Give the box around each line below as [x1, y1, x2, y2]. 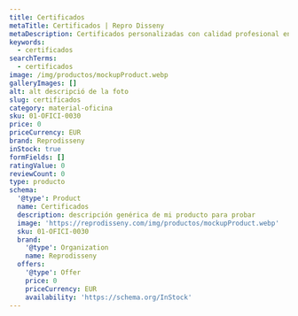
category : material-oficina [9, 104, 114, 112]
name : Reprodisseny [25, 251, 98, 261]
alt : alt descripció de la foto [9, 87, 129, 96]
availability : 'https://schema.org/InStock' [25, 293, 192, 302]
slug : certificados [9, 95, 82, 104]
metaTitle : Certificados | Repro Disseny [9, 21, 165, 30]
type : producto [9, 178, 66, 187]
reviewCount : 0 [9, 169, 66, 178]
